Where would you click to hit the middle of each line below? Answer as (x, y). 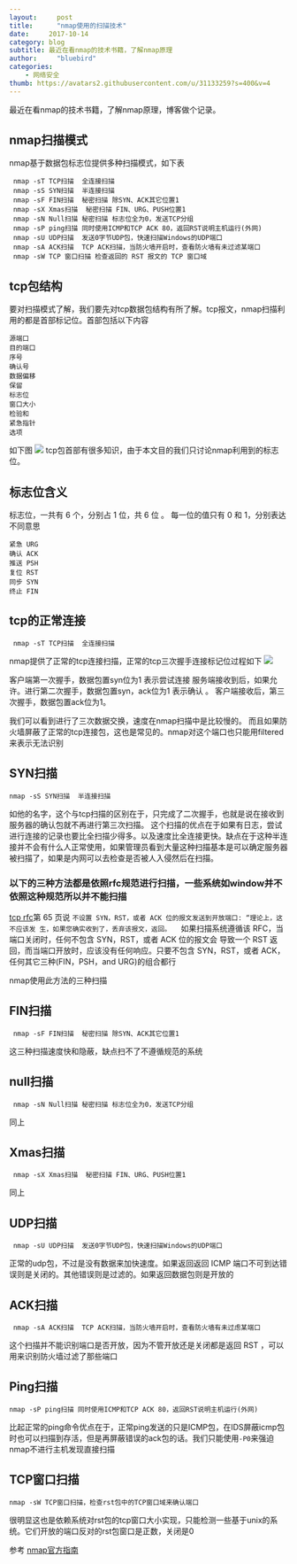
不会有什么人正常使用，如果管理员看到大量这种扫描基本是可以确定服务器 (156, 847)
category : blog (37, 42)
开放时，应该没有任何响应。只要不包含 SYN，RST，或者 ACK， (170, 950)
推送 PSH (24, 563)
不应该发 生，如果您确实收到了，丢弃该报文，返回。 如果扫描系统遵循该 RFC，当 (147, 928)
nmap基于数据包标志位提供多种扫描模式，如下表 (97, 163)
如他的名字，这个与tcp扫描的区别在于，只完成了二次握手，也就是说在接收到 (147, 813)
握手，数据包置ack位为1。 (64, 701)
